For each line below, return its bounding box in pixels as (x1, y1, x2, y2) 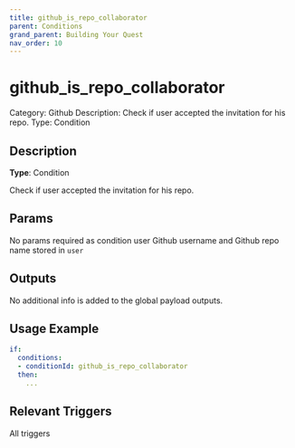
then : (17, 370, 39, 380)
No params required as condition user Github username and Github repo (9, 234, 280, 245)
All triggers (9, 427, 51, 439)
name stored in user (9, 244, 84, 255)
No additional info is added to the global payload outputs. (9, 295, 224, 306)
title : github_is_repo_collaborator (9, 13, 147, 23)
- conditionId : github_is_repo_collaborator (17, 362, 188, 371)
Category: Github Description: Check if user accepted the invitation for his (9, 108, 286, 119)
